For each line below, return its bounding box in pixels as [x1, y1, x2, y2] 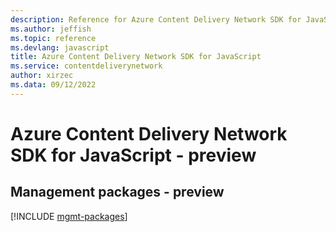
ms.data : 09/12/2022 [10, 80, 97, 90]
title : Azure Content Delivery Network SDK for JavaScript [10, 52, 262, 62]
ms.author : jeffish [10, 24, 92, 34]
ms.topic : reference [10, 33, 97, 43]
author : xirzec [10, 71, 74, 81]
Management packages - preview [10, 184, 225, 201]
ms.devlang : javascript [10, 42, 110, 53]
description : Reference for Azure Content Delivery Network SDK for [10, 14, 302, 25]
